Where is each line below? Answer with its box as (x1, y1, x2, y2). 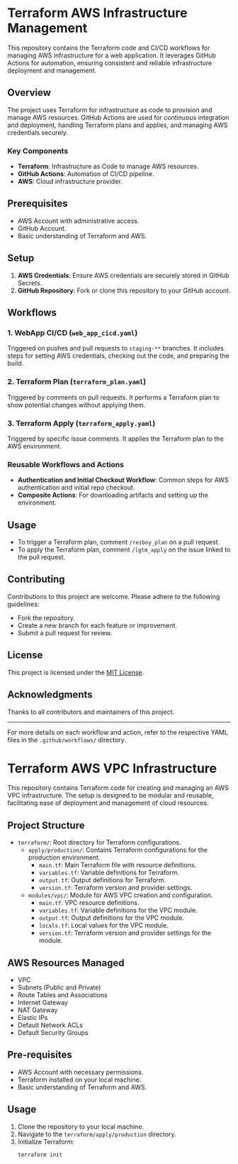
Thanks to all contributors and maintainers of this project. (7, 708, 175, 716)
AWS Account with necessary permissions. (17, 1067, 144, 1076)
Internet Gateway (17, 999, 69, 1007)
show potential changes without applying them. (7, 400, 146, 409)
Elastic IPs (17, 1014, 48, 1022)
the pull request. (17, 553, 66, 561)
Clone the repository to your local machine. (17, 1122, 144, 1131)
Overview (7, 87, 52, 99)
